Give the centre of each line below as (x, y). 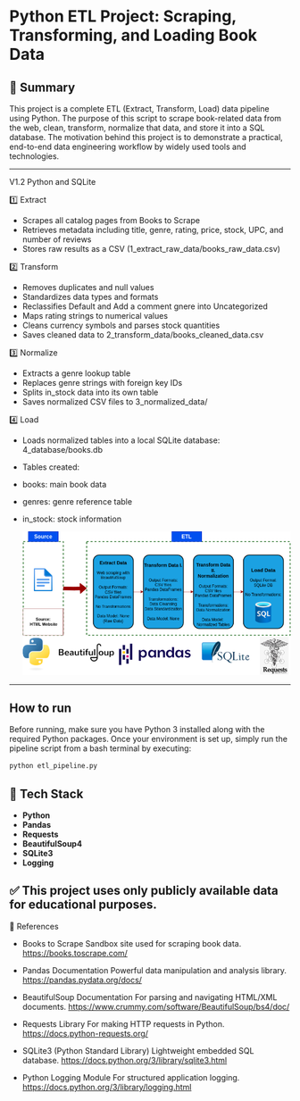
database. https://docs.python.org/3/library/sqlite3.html (125, 1060)
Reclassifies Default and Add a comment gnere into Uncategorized (145, 306)
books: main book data (64, 484)
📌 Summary (42, 87)
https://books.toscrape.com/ (75, 953)
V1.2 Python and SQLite (53, 182)
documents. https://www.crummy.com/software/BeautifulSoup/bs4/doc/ (156, 1006)
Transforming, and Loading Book (133, 35)
